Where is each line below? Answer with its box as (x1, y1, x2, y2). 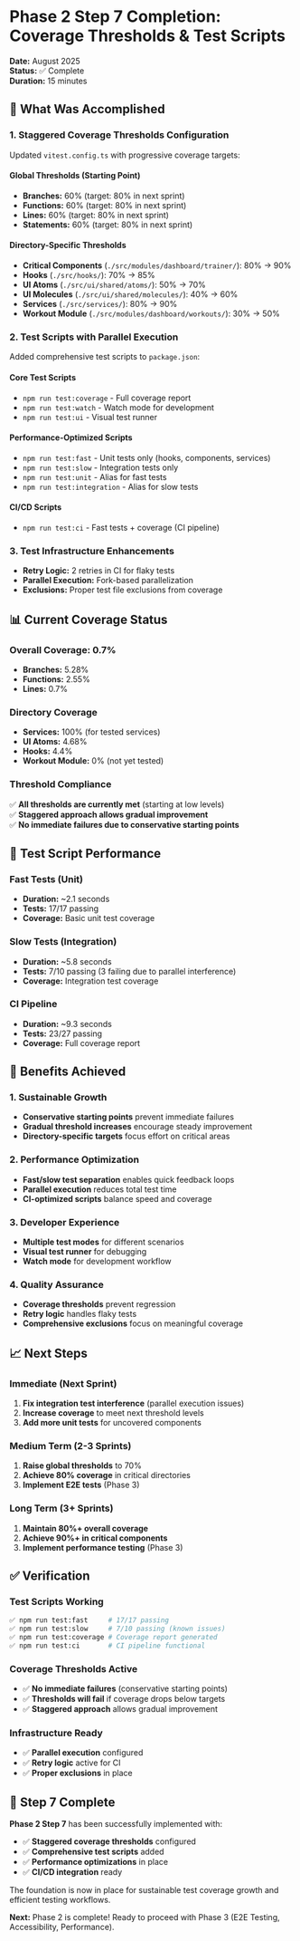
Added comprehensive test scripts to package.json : (9, 351, 201, 362)
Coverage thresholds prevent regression (22, 1299, 176, 1310)
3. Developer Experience (9, 1216, 120, 1228)
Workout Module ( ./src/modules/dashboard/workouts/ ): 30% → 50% (22, 308, 280, 319)
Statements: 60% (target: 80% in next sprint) (22, 219, 193, 230)
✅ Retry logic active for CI (22, 1757, 121, 1768)
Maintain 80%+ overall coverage (22, 1523, 149, 1533)
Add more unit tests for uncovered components (22, 1417, 202, 1428)
